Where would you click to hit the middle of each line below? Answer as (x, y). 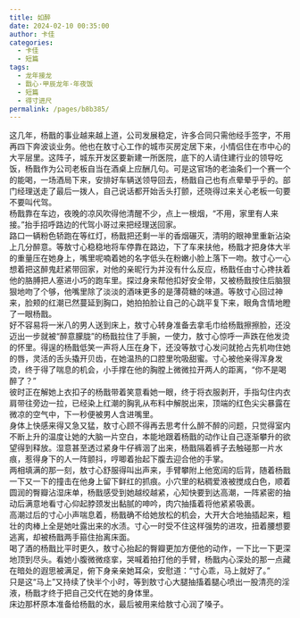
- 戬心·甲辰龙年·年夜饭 (55, 84)
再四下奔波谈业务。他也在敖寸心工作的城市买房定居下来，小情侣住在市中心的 (150, 146)
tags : (19, 68)
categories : (31, 42)
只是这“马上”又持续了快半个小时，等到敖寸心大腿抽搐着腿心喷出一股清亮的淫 (150, 582)
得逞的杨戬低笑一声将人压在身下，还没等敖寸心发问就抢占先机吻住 (161, 347)
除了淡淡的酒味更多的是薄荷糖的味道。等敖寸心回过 (181, 292)
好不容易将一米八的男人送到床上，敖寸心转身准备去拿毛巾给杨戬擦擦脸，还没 (150, 325)
